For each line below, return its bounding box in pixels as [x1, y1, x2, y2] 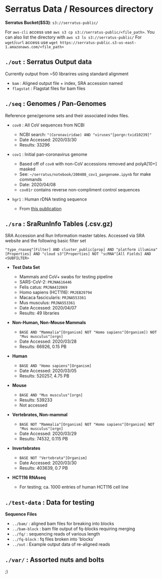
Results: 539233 [19, 397, 53, 403]
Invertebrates [12, 445, 40, 451]
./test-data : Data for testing [5, 498, 95, 506]
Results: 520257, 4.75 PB [19, 373, 70, 379]
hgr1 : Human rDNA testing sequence [12, 196, 87, 202]
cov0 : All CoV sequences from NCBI [12, 122, 85, 128]
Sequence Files [5, 511, 37, 517]
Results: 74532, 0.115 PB [19, 436, 68, 442]
